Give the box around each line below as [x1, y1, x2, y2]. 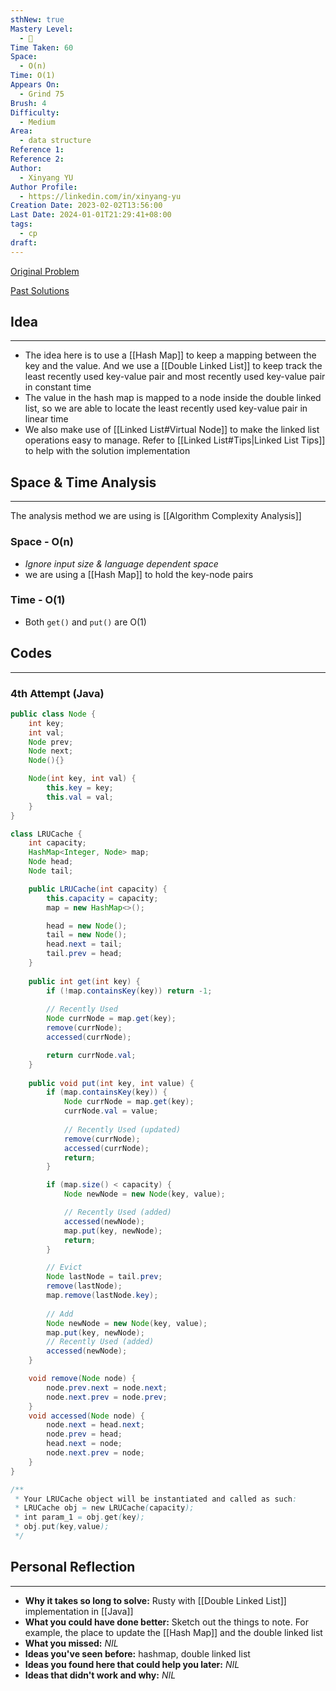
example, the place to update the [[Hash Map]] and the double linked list [24, 1626, 323, 1638]
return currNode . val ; [46, 1050, 137, 1060]
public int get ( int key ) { [28, 976, 141, 986]
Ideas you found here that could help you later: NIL [24, 1658, 240, 1670]
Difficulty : [10, 107, 60, 118]
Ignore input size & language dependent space [24, 557, 219, 570]
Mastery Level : [10, 24, 74, 34]
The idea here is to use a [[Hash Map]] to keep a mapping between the [24, 349, 317, 361]
